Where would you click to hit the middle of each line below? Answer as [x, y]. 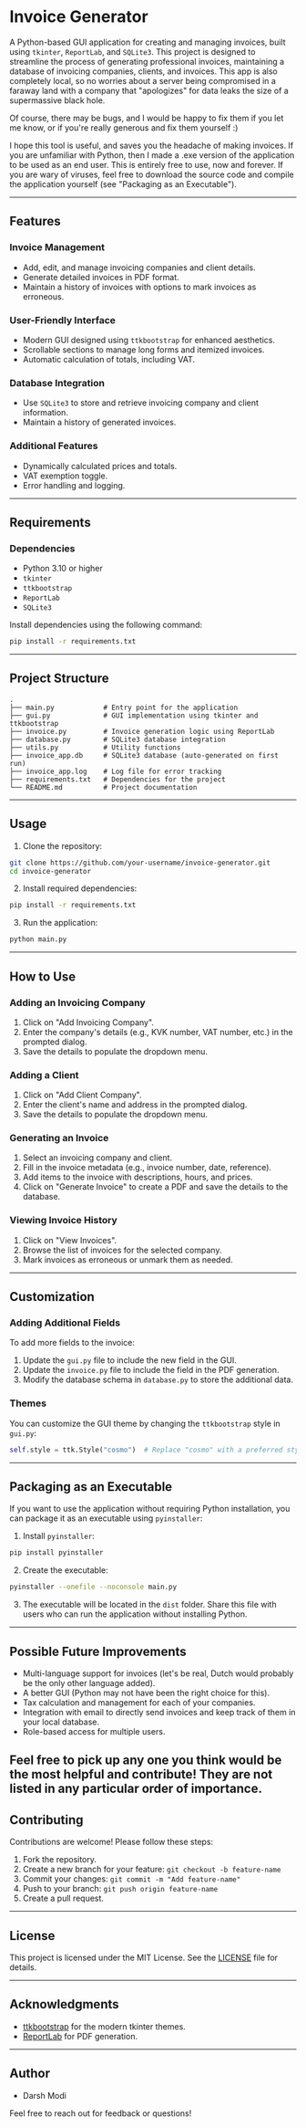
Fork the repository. [60, 1860]
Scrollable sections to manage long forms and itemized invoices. [143, 350]
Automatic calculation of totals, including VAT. [109, 359]
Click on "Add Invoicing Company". [88, 1022]
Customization [52, 1297]
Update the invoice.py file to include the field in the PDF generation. [151, 1370]
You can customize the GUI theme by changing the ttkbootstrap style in [145, 1423]
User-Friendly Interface [63, 320]
